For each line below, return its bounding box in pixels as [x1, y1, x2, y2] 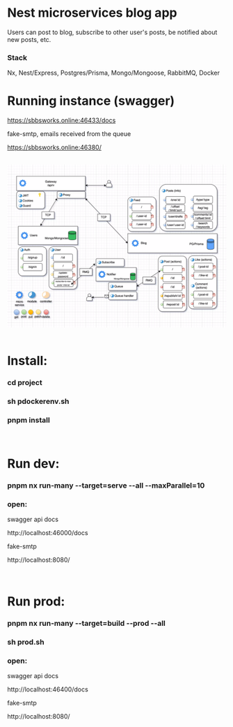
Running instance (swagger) [7, 93, 175, 109]
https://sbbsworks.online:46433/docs [7, 117, 116, 125]
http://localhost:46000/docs [7, 528, 88, 537]
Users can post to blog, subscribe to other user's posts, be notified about [7, 28, 218, 36]
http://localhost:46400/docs [7, 685, 88, 694]
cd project [7, 378, 43, 388]
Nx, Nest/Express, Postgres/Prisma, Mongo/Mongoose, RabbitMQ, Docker [7, 68, 220, 77]
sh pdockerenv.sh [7, 396, 70, 406]
